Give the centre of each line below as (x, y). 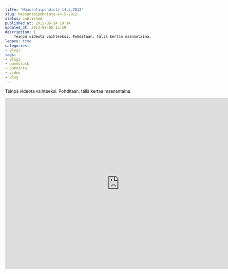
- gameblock (17, 64)
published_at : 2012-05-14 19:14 (38, 23)
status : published (24, 18)
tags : (10, 55)
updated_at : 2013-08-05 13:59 (36, 28)
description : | (20, 32)
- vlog (12, 77)
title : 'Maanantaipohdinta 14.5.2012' (44, 9)
